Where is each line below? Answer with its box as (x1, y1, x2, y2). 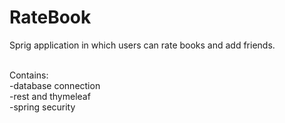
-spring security (9, 101, 76, 113)
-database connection (9, 79, 101, 91)
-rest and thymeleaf (9, 90, 91, 102)
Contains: (9, 69, 49, 81)
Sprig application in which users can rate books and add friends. (9, 39, 276, 51)
